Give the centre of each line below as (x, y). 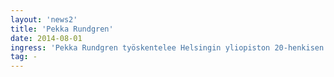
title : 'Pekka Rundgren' (62, 29)
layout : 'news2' (44, 19)
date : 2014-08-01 (46, 38)
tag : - (24, 57)
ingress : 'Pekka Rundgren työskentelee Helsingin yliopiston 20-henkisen (167, 47)
